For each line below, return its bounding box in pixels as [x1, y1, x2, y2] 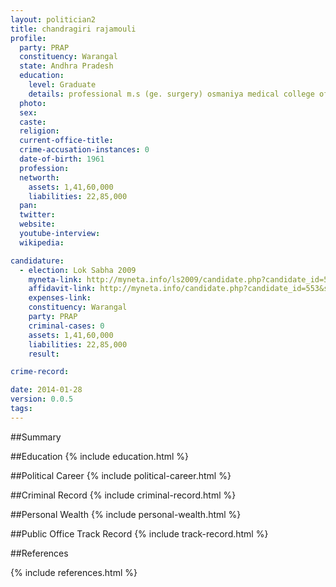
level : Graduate [28, 80, 97, 90]
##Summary [10, 431, 62, 443]
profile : [10, 33, 47, 43]
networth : [19, 172, 60, 183]
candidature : [10, 256, 65, 266]
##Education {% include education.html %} [10, 450, 190, 462]
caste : [19, 117, 47, 127]
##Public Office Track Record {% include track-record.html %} [10, 527, 269, 540]
